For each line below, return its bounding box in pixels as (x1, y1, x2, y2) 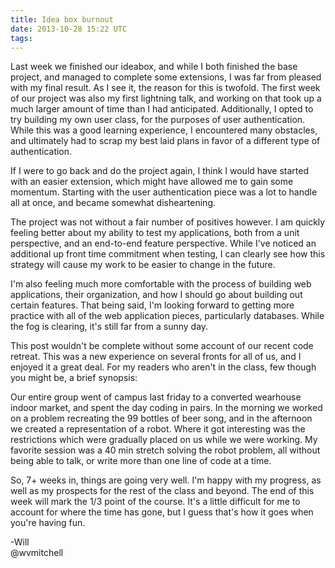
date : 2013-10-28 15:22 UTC (10, 24, 128, 34)
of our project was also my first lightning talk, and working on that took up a (10, 92, 322, 105)
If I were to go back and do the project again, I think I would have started (10, 165, 309, 177)
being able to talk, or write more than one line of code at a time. (10, 455, 272, 467)
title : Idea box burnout (10, 14, 114, 25)
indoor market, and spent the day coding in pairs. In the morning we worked (10, 402, 323, 414)
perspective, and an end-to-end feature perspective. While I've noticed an (10, 237, 317, 250)
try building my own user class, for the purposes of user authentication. (10, 114, 306, 126)
